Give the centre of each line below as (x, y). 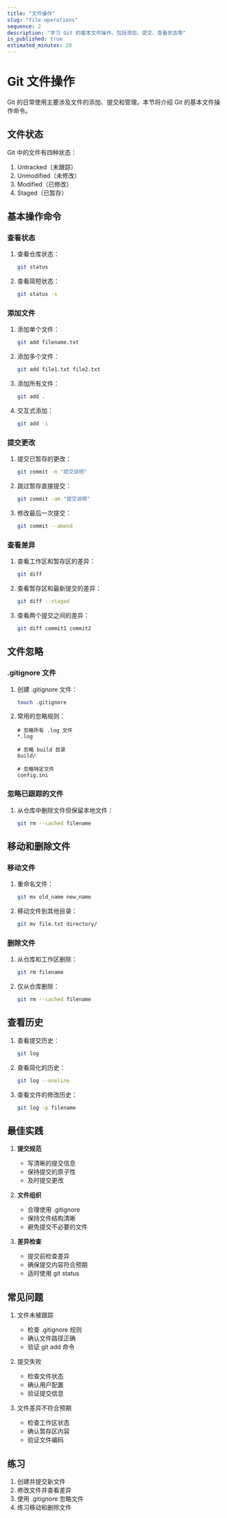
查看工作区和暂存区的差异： (56, 561)
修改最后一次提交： (44, 513)
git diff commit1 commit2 (54, 628)
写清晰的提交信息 (51, 1163)
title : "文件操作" (32, 13)
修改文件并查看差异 (44, 1490)
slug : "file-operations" (43, 20)
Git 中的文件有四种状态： (42, 152)
